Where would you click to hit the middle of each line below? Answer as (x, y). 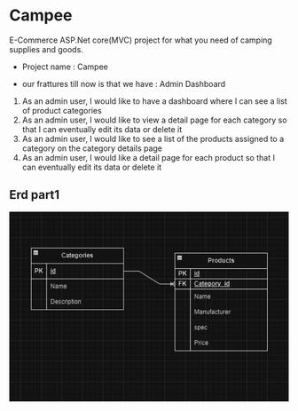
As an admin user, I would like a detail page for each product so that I (148, 157)
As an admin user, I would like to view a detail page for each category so (154, 120)
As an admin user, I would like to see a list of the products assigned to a (153, 138)
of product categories (62, 110)
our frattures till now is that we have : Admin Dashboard (124, 83)
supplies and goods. (47, 49)
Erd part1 (35, 195)
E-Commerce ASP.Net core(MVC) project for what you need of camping (141, 40)
